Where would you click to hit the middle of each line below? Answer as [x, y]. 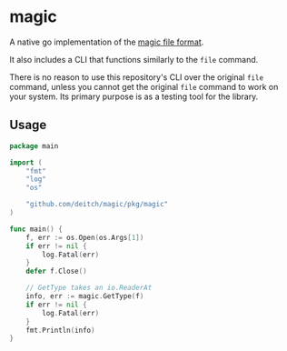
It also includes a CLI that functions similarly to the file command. [134, 59]
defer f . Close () [57, 271]
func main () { [36, 229]
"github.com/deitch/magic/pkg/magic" [97, 205]
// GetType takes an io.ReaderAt [89, 288]
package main [34, 146]
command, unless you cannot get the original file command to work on [144, 86]
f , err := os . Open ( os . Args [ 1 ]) [85, 237]
